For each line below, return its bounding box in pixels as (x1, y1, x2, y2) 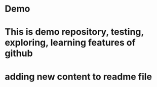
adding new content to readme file (5, 71, 152, 82)
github (5, 48, 33, 59)
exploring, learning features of (5, 37, 136, 49)
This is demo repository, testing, (5, 26, 144, 38)
